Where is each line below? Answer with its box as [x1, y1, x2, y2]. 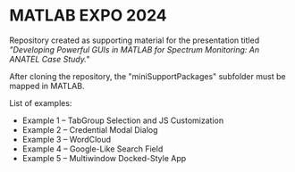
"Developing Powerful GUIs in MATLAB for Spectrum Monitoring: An [9, 44, 260, 54]
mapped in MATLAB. [9, 80, 85, 91]
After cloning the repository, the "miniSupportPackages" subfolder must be [9, 70, 286, 81]
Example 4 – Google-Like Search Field [21, 143, 164, 154]
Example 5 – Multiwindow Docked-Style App [21, 152, 187, 163]
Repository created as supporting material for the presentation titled [9, 35, 260, 45]
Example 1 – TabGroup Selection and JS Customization [21, 115, 224, 126]
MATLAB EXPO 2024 [9, 5, 167, 26]
